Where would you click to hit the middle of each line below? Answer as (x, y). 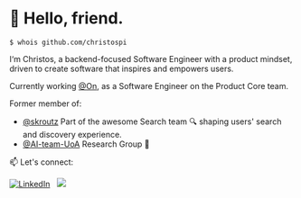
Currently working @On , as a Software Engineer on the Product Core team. (149, 85)
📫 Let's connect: (42, 162)
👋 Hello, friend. (66, 18)
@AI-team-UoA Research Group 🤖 (86, 144)
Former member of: (46, 103)
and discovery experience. (72, 134)
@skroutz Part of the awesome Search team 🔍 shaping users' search (152, 121)
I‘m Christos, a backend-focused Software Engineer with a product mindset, (151, 58)
